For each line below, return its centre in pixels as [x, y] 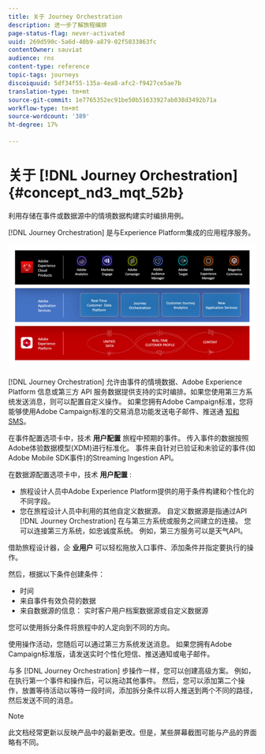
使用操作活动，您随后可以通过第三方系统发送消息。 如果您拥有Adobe [120, 644]
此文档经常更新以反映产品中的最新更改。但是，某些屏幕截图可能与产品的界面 [132, 732]
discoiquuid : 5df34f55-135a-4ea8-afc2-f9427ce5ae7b [95, 83]
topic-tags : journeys [44, 75]
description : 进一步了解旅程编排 [58, 25]
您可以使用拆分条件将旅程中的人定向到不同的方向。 [91, 627]
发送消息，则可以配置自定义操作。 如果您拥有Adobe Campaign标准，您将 [134, 401]
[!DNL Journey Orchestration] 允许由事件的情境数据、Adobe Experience [125, 382]
